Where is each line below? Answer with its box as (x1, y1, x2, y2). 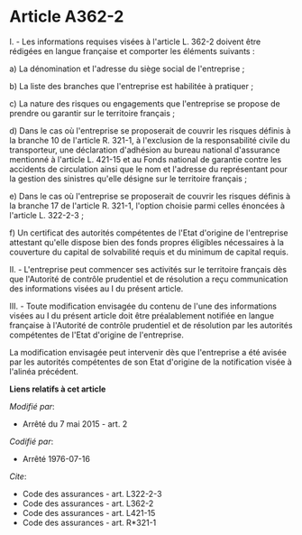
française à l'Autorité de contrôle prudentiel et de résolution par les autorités (9, 319, 293, 330)
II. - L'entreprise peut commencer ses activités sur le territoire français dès (9, 263, 287, 274)
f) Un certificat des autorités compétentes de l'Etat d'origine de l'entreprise (9, 227, 288, 238)
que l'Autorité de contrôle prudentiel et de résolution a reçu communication (9, 273, 288, 284)
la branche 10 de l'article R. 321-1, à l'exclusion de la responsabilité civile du (9, 134, 290, 145)
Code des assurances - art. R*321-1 (22, 517, 157, 528)
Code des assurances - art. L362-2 (22, 498, 154, 509)
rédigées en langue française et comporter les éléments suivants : (9, 45, 255, 56)
